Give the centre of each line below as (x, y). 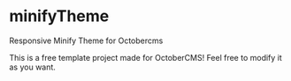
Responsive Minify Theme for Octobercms (86, 40)
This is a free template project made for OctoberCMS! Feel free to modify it (146, 57)
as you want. (32, 67)
